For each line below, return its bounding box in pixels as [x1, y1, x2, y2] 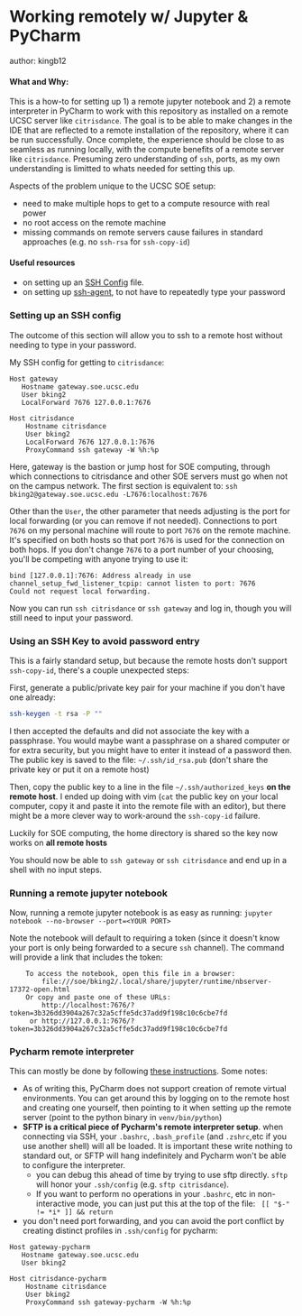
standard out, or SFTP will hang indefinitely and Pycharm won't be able [22, 1150, 287, 1161]
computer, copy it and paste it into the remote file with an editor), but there [9, 800, 287, 811]
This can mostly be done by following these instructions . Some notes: [9, 1066, 269, 1077]
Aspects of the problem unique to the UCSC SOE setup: [9, 180, 216, 191]
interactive [35, 1198, 76, 1210]
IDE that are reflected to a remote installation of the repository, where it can [9, 124, 289, 136]
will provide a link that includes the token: [9, 952, 163, 962]
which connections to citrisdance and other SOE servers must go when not [9, 471, 288, 482]
